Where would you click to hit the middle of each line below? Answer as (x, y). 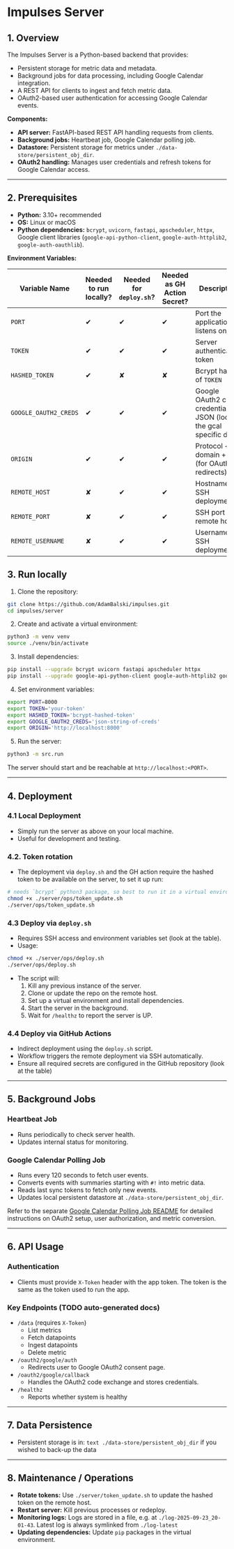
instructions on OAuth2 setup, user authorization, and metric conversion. (111, 1219)
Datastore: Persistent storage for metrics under (86, 147)
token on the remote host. (54, 1502)
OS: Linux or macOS (47, 222)
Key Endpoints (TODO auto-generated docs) (84, 1307)
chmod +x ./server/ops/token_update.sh (65, 898)
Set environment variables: (56, 689)
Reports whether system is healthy (77, 1397)
